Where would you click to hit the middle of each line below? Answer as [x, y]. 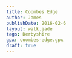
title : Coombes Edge [32, 12]
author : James [24, 18]
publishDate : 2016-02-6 [36, 23]
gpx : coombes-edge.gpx [35, 40]
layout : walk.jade [29, 29]
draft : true [21, 46]
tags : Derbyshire [28, 34]
